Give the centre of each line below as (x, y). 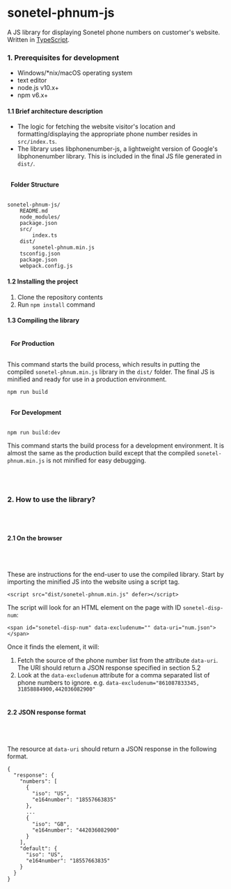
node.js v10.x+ (38, 88)
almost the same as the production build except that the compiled (101, 453)
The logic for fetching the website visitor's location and (96, 126)
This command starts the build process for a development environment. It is (116, 446)
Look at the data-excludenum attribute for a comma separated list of (113, 675)
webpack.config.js (46, 266)
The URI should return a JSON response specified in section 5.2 (109, 668)
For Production (32, 343)
